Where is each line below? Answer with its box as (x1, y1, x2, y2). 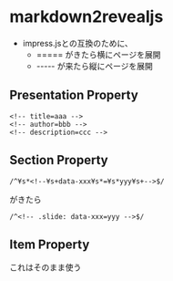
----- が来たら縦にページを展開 (36, 60, 153, 71)
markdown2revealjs (9, 6, 164, 27)
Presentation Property (9, 88, 138, 103)
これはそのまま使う (9, 262, 82, 273)
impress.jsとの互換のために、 (22, 37, 134, 48)
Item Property (9, 236, 90, 252)
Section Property (9, 152, 108, 168)
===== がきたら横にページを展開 (36, 48, 161, 60)
